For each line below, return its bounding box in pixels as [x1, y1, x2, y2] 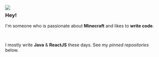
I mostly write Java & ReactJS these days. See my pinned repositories [5, 42, 149, 48]
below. [5, 47, 19, 53]
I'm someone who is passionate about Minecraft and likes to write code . [5, 23, 154, 29]
